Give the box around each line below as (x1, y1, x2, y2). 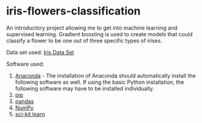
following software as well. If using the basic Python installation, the (15, 78, 184, 86)
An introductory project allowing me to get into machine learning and (6, 24, 178, 31)
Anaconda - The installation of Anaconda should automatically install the (15, 72, 196, 79)
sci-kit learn (15, 110, 45, 118)
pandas (15, 98, 34, 105)
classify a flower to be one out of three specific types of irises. (6, 37, 163, 44)
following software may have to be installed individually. (15, 84, 154, 92)
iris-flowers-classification (6, 4, 141, 18)
